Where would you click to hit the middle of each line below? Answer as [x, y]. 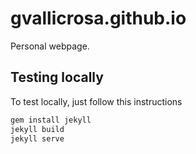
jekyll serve [37, 138]
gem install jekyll [51, 120]
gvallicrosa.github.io [98, 18]
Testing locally [57, 77]
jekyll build [37, 129]
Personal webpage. [50, 46]
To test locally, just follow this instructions [96, 101]
